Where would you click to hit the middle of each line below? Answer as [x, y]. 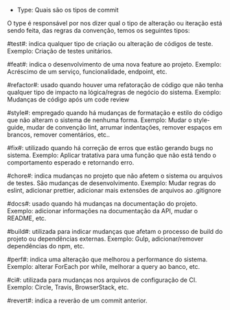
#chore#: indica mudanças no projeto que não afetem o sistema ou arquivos [115, 176]
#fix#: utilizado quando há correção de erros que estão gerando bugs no [110, 148]
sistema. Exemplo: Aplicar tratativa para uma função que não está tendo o [112, 155]
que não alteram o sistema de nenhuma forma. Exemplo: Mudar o [100, 120]
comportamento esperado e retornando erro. [71, 163]
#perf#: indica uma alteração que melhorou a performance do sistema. [107, 259]
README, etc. [27, 218]
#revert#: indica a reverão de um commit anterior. [77, 300]
